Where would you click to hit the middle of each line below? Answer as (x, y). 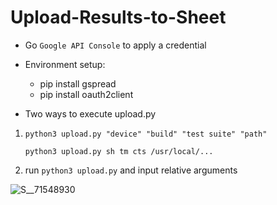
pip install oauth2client (86, 94)
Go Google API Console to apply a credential (115, 45)
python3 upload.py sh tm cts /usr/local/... (119, 151)
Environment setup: (65, 64)
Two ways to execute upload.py (90, 113)
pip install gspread (78, 83)
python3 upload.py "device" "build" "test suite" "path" (146, 134)
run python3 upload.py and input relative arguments (131, 170)
